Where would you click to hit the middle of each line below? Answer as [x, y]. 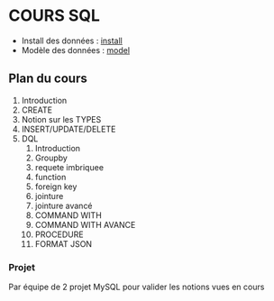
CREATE [37, 110]
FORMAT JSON [63, 243]
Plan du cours [48, 79]
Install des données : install [72, 41]
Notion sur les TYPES [61, 119]
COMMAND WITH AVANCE [85, 224]
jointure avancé [64, 205]
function [50, 177]
